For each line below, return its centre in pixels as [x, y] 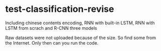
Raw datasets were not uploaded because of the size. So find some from [81, 38]
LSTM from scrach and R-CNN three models [51, 28]
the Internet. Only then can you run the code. [52, 43]
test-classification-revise [60, 9]
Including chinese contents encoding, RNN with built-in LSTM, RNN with [80, 23]
